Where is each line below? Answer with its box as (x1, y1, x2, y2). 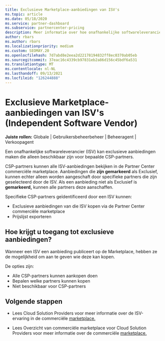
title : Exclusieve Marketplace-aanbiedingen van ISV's (5, 7, 120, 12)
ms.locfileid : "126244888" (5, 76, 60, 80)
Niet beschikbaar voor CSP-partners (12, 283, 86, 289)
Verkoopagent (5, 139, 34, 145)
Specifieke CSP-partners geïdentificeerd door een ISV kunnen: (5, 193, 132, 199)
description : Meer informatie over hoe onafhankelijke (5, 30, 120, 35)
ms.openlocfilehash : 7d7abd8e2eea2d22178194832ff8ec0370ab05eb (5, 52, 137, 58)
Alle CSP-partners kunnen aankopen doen (12, 273, 98, 279)
